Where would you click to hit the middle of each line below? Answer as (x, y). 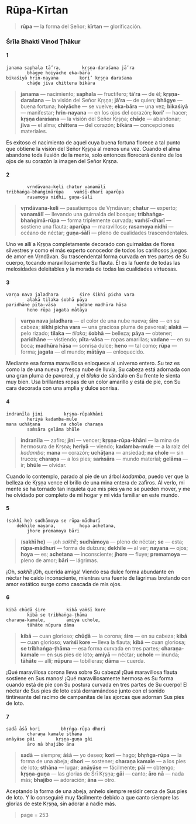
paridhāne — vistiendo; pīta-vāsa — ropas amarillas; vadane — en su (105, 340)
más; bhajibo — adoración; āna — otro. (68, 780)
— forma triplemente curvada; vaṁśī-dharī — (116, 220)
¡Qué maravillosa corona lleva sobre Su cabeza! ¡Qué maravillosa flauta (92, 672)
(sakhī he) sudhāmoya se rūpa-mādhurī (53, 521)
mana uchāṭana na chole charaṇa (55, 424)
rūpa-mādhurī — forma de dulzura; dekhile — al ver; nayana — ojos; (104, 548)
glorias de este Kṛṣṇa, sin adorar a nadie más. (61, 804)
